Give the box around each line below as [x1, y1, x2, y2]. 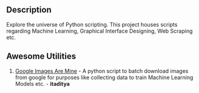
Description [6, 5, 52, 15]
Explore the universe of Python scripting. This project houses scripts [6, 21, 178, 28]
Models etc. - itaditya [15, 80, 70, 87]
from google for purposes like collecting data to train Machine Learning [15, 74, 194, 81]
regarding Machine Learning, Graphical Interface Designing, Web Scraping [6, 27, 193, 34]
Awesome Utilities [6, 51, 76, 62]
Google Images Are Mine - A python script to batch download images [15, 67, 189, 74]
